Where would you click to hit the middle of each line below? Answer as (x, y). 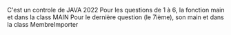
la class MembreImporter (43, 24)
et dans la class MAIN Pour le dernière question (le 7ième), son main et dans (115, 17)
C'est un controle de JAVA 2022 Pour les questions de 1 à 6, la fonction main (116, 10)
